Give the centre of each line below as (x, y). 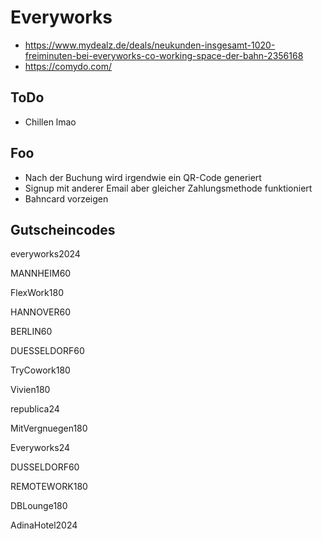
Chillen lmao (50, 122)
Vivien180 (30, 390)
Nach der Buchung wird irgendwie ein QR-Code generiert (143, 177)
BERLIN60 (31, 332)
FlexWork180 (37, 293)
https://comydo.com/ (68, 66)
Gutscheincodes (63, 229)
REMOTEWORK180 (49, 487)
